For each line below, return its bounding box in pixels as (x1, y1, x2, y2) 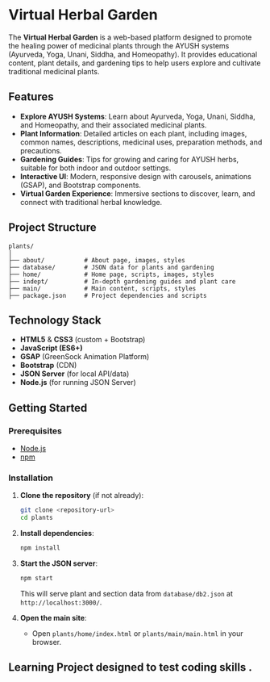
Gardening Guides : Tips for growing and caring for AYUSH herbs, (19, 154, 239, 164)
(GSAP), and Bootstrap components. (19, 180, 141, 190)
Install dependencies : (19, 529, 94, 538)
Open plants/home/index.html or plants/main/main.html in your (31, 628, 243, 638)
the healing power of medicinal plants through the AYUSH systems (8, 40, 230, 50)
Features (8, 90, 54, 104)
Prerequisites (8, 425, 62, 437)
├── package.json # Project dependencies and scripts (8, 291, 207, 299)
